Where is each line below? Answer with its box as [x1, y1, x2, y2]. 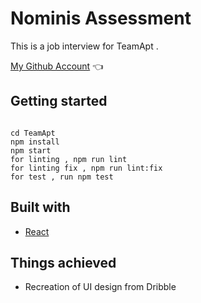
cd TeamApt [10, 128, 56, 138]
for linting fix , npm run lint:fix [10, 163, 163, 173]
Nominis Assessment [10, 7, 192, 30]
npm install [10, 137, 60, 147]
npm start [10, 145, 52, 156]
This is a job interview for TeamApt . [10, 40, 159, 52]
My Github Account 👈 [10, 60, 104, 72]
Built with [10, 199, 71, 216]
